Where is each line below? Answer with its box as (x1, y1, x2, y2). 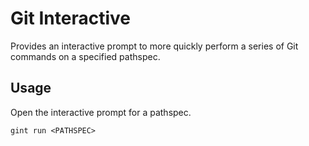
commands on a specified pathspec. (10, 50, 161, 62)
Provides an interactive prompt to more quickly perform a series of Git (10, 40, 299, 52)
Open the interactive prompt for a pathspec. (10, 106, 192, 118)
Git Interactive (10, 7, 131, 30)
